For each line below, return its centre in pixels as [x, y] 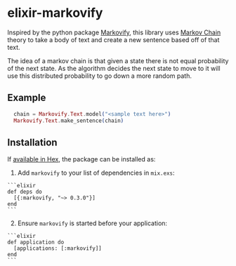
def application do [36, 242]
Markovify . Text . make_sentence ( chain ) [69, 121]
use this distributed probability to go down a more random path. [99, 76]
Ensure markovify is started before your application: [92, 223]
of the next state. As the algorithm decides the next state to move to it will [114, 68]
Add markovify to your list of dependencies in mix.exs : [96, 173]
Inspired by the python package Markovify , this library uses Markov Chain [114, 32]
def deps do [25, 192]
